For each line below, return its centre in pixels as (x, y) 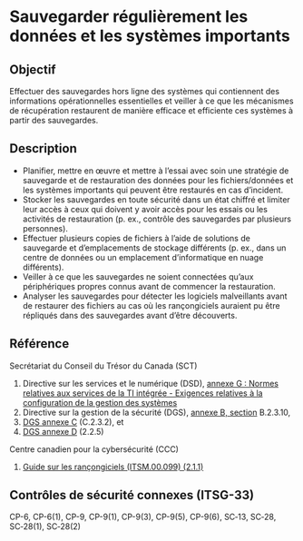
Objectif (33, 69)
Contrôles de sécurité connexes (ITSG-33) (132, 495)
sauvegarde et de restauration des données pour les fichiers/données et (158, 180)
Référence (39, 344)
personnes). (45, 228)
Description (43, 148)
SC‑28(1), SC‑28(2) (45, 526)
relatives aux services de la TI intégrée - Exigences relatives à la (142, 393)
